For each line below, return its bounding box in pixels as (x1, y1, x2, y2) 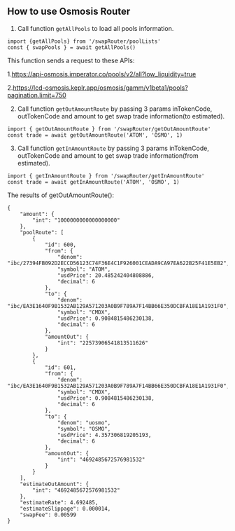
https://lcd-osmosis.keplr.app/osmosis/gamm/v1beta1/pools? (13, 83, 189, 92)
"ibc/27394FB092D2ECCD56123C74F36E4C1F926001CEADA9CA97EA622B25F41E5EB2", (7, 260, 230, 267)
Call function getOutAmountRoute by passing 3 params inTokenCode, (17, 105, 213, 113)
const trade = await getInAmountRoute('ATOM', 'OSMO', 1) (7, 178, 180, 185)
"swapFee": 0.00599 (20, 511, 77, 518)
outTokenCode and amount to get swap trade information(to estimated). (17, 112, 225, 120)
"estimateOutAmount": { (20, 480, 90, 488)
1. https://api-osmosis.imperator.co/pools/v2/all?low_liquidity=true (7, 69, 197, 78)
